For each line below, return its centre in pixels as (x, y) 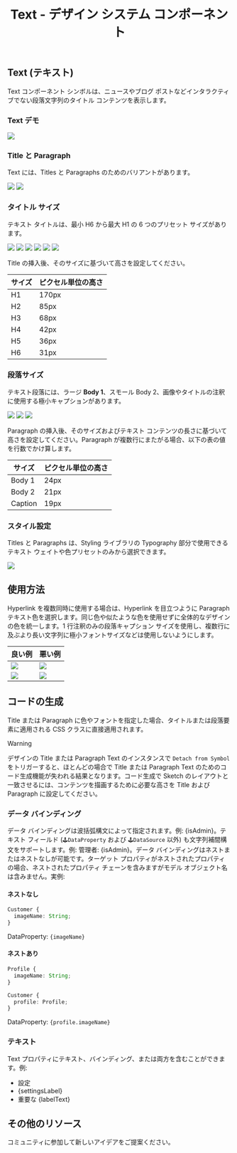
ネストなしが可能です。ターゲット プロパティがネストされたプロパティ (122, 859)
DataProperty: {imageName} (46, 936)
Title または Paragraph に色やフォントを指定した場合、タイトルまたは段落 (115, 720)
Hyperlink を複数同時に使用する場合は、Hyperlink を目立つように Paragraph (118, 608)
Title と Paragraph (39, 155)
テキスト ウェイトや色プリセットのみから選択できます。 (89, 552)
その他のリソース (44, 1123)
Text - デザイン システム (81, 15)
